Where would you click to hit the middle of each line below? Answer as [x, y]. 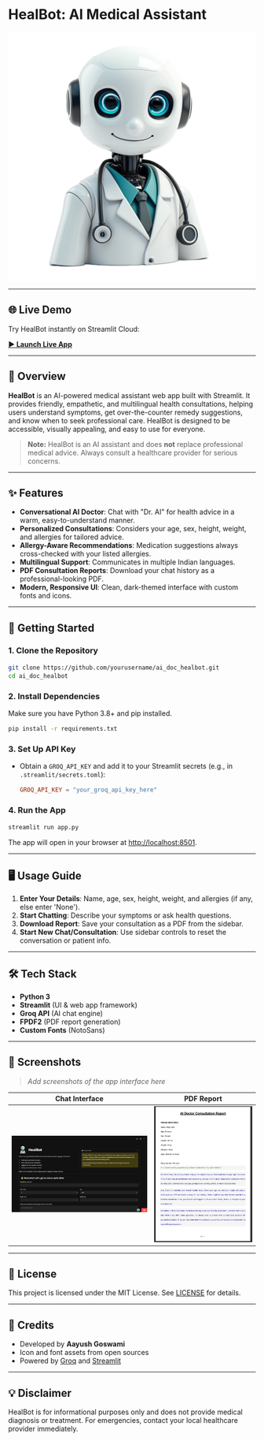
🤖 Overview [37, 376]
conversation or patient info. [65, 940]
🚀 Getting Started [51, 628]
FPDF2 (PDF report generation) [70, 1022]
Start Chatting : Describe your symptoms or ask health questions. [125, 915]
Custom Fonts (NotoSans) [62, 1030]
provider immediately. [43, 1429]
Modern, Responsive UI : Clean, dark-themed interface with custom [129, 587]
